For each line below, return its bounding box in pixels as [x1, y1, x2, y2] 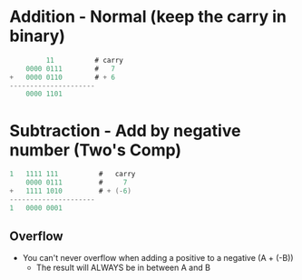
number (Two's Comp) [9, 139, 182, 160]
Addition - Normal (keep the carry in [9, 6, 287, 27]
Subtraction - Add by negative [9, 120, 241, 141]
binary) [9, 25, 66, 46]
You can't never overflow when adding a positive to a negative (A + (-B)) [22, 253, 294, 264]
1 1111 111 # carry [9, 170, 136, 179]
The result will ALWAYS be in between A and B [35, 262, 211, 274]
